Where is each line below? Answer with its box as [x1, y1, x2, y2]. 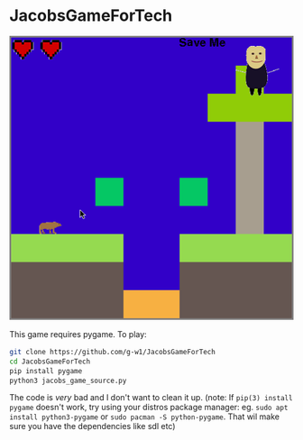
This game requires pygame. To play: [9, 328, 147, 339]
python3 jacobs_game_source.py [9, 376, 127, 385]
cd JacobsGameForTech [9, 357, 91, 366]
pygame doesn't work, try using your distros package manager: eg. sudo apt [9, 402, 289, 413]
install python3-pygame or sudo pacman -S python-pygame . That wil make [9, 411, 280, 422]
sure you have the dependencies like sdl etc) [9, 421, 176, 432]
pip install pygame [9, 366, 83, 375]
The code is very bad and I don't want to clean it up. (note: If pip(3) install [9, 392, 293, 403]
